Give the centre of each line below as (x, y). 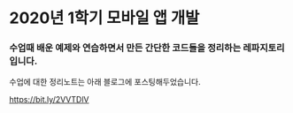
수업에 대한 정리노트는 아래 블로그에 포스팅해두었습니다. (105, 82)
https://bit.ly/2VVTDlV (49, 100)
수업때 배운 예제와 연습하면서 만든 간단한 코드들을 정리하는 (125, 48)
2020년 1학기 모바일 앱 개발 (104, 18)
